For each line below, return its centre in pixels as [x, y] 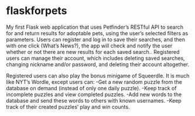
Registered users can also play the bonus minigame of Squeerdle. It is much [98, 76]
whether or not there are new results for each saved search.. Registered [93, 52]
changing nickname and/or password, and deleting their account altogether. [98, 64]
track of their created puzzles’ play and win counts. [68, 107]
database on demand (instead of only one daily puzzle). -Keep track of [91, 88]
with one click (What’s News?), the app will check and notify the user [89, 46]
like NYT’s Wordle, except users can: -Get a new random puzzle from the [94, 82]
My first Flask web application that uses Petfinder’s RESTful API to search [95, 27]
